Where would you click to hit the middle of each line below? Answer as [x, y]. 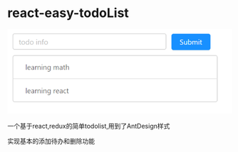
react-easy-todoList [68, 13]
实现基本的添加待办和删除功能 [51, 141]
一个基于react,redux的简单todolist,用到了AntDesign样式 [89, 126]
